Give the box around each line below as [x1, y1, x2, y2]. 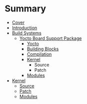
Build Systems [11, 30, 42, 36]
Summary [4, 3, 46, 14]
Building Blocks [26, 46, 59, 52]
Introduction [11, 24, 37, 30]
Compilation [26, 51, 52, 57]
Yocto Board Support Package [19, 35, 82, 41]
